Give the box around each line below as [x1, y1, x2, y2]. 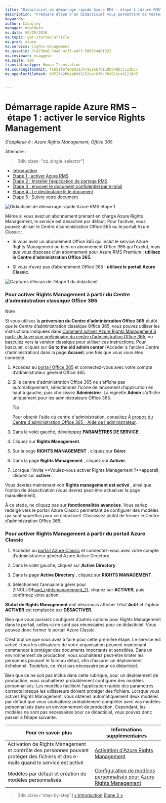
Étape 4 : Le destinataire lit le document [12, 188, 93, 194]
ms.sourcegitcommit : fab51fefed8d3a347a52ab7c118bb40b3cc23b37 [5, 67, 138, 72]
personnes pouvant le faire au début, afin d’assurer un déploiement [5, 658, 142, 664]
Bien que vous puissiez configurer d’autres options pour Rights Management [5, 617, 161, 623]
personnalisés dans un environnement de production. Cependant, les [5, 704, 146, 710]
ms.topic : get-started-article [5, 35, 70, 40]
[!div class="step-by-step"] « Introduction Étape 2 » [17, 792, 124, 799]
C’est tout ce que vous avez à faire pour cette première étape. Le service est [5, 636, 161, 643]
